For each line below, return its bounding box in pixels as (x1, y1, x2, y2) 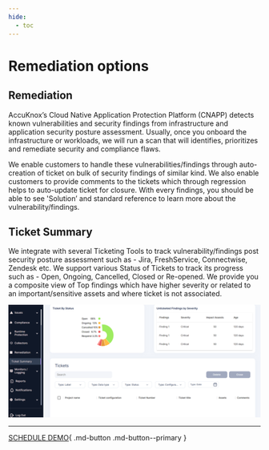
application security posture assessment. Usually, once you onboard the (8, 127, 247, 136)
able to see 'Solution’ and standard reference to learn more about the (8, 193, 236, 203)
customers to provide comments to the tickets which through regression (8, 176, 247, 186)
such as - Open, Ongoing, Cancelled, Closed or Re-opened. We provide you (8, 272, 259, 282)
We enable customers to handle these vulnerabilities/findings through (8, 159, 238, 169)
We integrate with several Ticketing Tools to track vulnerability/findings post (8, 247, 259, 256)
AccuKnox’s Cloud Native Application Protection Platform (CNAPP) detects (8, 110, 255, 119)
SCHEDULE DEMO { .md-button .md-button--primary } (8, 432, 187, 442)
